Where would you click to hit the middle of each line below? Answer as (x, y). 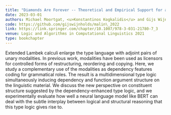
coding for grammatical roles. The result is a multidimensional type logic (81, 74)
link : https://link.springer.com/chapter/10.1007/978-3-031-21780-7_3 (82, 29)
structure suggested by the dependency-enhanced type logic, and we (79, 91)
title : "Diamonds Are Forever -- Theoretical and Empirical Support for (84, 10)
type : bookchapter (25, 39)
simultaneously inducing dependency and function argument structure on (82, 80)
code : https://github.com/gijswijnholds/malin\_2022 (62, 24)
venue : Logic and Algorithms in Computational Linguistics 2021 (75, 34)
